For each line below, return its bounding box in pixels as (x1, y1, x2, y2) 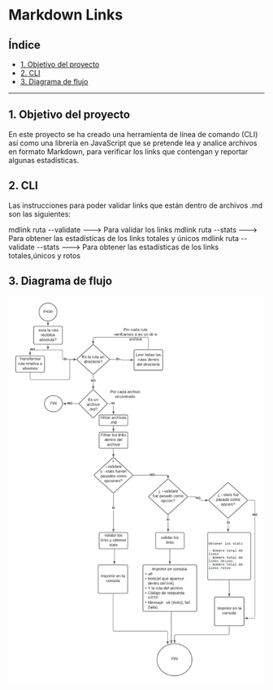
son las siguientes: (8, 209, 71, 218)
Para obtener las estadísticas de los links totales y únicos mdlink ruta (8, 233, 240, 243)
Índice (8, 38, 41, 52)
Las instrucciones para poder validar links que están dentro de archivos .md (8, 201, 263, 210)
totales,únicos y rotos (8, 250, 81, 261)
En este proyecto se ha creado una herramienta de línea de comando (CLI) (8, 129, 258, 139)
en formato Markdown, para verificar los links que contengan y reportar (8, 146, 249, 156)
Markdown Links (8, 6, 123, 24)
